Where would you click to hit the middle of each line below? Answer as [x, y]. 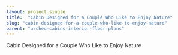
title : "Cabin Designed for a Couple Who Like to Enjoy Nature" [89, 17]
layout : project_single [36, 12]
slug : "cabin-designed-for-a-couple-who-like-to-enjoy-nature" [87, 23]
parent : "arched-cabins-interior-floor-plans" [65, 28]
